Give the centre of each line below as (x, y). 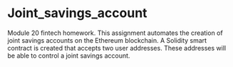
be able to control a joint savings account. (69, 56)
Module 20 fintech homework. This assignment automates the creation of (115, 33)
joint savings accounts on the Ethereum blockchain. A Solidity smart (107, 40)
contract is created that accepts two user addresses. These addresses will (117, 48)
